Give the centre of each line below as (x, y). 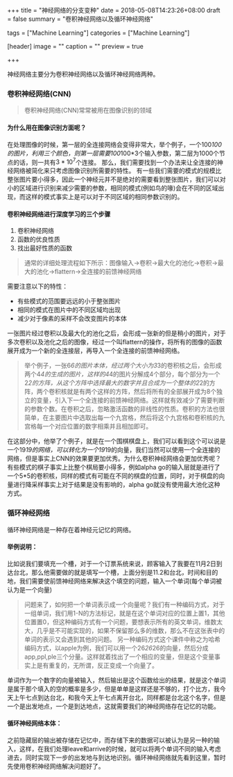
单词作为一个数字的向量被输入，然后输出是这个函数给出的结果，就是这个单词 (116, 680)
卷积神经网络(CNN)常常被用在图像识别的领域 (88, 111)
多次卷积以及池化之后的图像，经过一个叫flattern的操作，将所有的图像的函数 (115, 342)
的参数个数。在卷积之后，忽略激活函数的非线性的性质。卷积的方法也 (121, 409)
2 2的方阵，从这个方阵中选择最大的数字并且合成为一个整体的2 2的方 (120, 383)
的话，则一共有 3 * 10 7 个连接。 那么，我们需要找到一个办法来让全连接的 (115, 161)
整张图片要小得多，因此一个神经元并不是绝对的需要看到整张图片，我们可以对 (116, 179)
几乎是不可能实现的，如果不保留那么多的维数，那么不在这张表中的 (131, 630)
